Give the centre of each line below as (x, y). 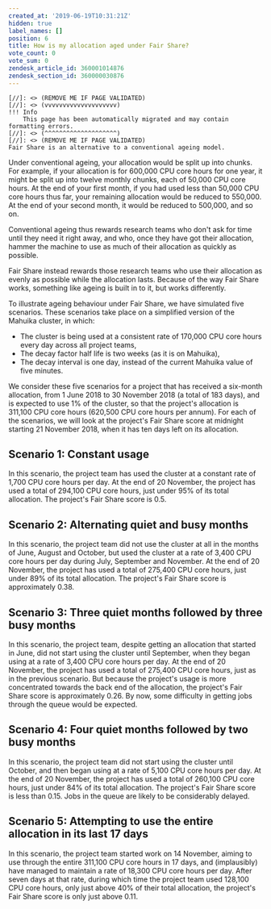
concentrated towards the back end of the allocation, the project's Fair (126, 687)
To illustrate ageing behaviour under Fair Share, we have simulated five (126, 303)
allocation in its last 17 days (79, 834)
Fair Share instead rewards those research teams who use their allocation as (135, 270)
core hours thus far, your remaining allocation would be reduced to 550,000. (135, 196)
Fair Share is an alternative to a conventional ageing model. (117, 147)
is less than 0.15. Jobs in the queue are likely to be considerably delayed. (129, 796)
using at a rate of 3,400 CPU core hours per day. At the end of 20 (117, 661)
